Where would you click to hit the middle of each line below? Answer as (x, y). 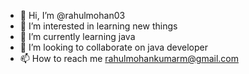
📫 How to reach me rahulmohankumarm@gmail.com (129, 58)
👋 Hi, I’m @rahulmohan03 (72, 15)
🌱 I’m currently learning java (77, 36)
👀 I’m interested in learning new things (98, 26)
